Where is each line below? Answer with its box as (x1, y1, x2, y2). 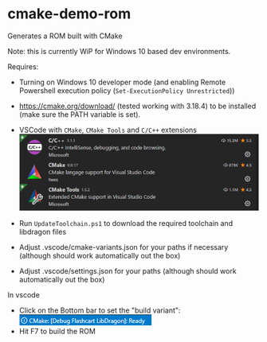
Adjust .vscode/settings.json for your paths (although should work (18, 266, 237, 275)
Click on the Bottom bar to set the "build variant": (18, 305, 181, 315)
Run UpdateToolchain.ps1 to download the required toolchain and (18, 218, 233, 227)
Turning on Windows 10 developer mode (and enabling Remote (18, 77, 226, 87)
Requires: (7, 61, 39, 72)
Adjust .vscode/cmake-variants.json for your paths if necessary (18, 242, 229, 251)
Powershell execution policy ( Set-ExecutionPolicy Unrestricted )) (18, 85, 235, 95)
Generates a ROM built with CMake (7, 31, 123, 41)
